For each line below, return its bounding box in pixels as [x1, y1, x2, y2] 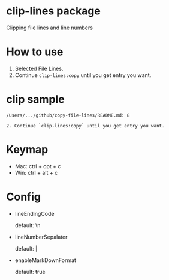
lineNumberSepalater [14, 233, 68, 240]
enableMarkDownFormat [14, 257, 77, 264]
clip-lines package [6, 4, 101, 18]
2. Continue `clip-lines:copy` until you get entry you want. [6, 123, 165, 129]
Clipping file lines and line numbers [6, 24, 93, 31]
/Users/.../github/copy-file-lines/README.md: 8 [6, 112, 130, 118]
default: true [14, 268, 46, 275]
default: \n [14, 221, 41, 229]
